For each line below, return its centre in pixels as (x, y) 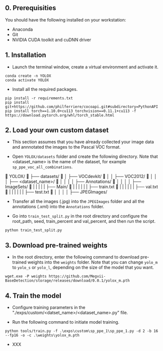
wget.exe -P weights (26, 276)
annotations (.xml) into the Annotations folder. (58, 207)
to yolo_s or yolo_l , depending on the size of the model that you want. (83, 267)
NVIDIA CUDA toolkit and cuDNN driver (51, 40)
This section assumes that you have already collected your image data (83, 142)
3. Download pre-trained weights (56, 245)
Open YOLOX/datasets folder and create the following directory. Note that (85, 156)
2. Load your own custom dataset (57, 130)
